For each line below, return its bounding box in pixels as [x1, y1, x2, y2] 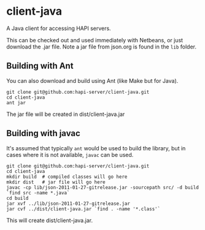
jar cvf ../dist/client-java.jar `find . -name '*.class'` [6, 205, 161, 212]
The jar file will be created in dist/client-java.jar [6, 110, 125, 118]
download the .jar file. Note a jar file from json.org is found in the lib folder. [6, 43, 196, 50]
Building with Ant [6, 61, 74, 71]
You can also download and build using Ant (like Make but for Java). [6, 77, 179, 84]
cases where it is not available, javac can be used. [6, 151, 134, 158]
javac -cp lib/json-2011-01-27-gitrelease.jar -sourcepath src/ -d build [6, 184, 199, 191]
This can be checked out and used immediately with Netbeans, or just [6, 36, 183, 44]
